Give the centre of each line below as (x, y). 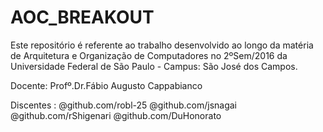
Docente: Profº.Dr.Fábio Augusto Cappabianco (106, 85)
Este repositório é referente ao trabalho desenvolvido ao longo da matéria (162, 45)
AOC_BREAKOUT (82, 17)
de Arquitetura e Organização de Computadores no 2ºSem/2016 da (149, 55)
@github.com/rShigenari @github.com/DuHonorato (116, 115)
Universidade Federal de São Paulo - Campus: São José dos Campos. (154, 66)
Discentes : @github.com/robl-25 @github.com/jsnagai (123, 105)
